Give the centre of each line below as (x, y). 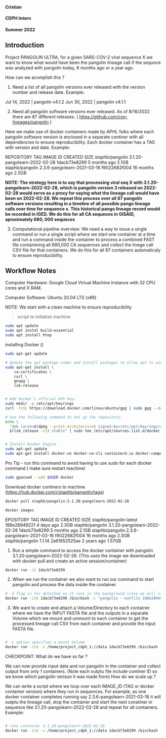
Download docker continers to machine (45, 487)
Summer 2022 (20, 29)
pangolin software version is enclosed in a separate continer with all (74, 137)
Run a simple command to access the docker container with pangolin (83, 550)
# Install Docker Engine (31, 444)
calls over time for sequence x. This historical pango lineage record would (83, 209)
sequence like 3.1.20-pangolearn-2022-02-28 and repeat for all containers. (82, 707)
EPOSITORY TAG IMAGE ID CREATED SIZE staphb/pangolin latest (71, 520)
